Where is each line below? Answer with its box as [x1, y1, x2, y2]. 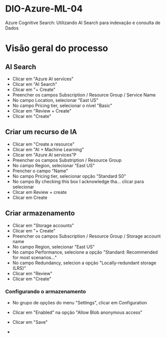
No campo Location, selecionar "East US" [12, 97, 98, 103]
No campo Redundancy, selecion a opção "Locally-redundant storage [12, 260, 156, 266]
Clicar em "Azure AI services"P [12, 152, 76, 158]
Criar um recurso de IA [5, 128, 77, 136]
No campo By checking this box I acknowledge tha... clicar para [12, 178, 144, 184]
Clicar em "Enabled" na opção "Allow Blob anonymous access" [12, 309, 142, 315]
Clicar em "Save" [12, 319, 48, 325]
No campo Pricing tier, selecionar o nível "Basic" [12, 102, 112, 108]
